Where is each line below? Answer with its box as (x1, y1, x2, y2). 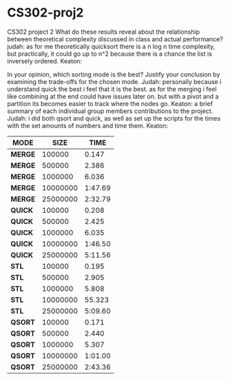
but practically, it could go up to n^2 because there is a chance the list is (7, 50, 212, 58)
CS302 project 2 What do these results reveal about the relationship (7, 28, 200, 36)
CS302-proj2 (7, 5, 84, 21)
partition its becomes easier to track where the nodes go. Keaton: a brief (7, 99, 213, 107)
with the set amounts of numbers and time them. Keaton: (7, 121, 169, 130)
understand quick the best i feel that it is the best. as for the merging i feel (7, 85, 217, 93)
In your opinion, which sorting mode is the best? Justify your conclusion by (7, 70, 220, 79)
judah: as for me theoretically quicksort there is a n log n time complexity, (7, 42, 216, 50)
